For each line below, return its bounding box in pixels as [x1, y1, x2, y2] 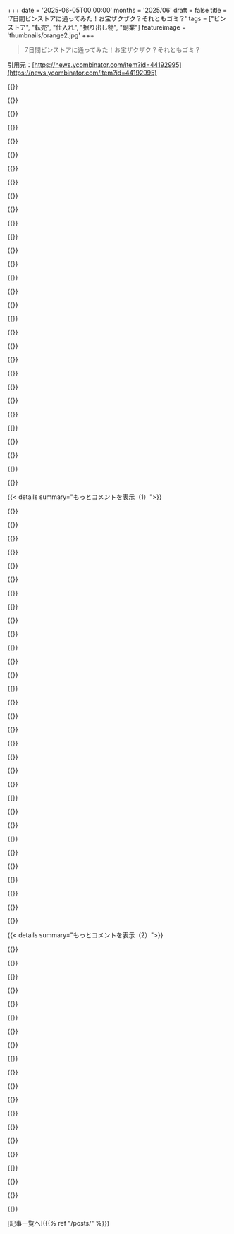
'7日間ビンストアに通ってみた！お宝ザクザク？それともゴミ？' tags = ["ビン [7, 14, 227, 23]
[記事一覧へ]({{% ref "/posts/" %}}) [7, 1219, 110, 1227]
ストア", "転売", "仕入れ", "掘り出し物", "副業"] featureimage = [7, 23, 187, 31]
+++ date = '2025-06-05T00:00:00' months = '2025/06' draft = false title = [7, 6, 228, 14]
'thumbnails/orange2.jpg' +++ [7, 31, 95, 39]
